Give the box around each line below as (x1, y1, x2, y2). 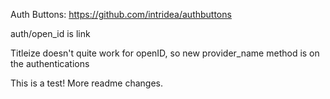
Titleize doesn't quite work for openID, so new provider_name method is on (10, 47, 320, 59)
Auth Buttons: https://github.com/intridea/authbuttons (10, 9, 232, 20)
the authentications (10, 58, 90, 69)
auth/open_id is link (10, 28, 91, 39)
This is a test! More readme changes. (10, 77, 163, 89)
